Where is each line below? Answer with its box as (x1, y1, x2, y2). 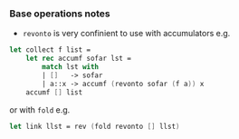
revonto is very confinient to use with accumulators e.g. (22, 28, 231, 39)
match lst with (42, 63, 100, 72)
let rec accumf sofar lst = (25, 54, 131, 64)
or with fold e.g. (9, 104, 71, 115)
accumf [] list (25, 87, 83, 97)
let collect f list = (9, 45, 91, 55)
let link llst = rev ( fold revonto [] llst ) (9, 122, 180, 131)
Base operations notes (9, 7, 110, 20)
